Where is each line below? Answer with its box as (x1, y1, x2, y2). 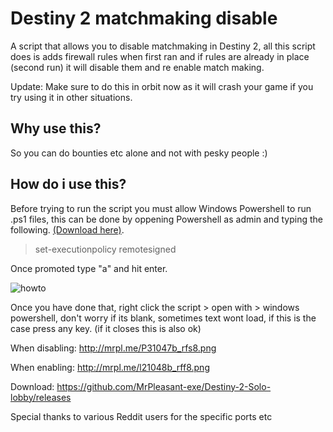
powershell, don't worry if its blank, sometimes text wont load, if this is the (10, 312, 317, 324)
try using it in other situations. (10, 91, 133, 103)
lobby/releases (10, 391, 72, 403)
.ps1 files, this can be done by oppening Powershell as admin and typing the (10, 213, 323, 225)
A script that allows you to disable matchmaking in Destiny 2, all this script (10, 40, 316, 52)
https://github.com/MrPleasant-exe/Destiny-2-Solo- (56, 380, 272, 392)
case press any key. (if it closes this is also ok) (10, 322, 202, 334)
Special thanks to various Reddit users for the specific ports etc (10, 410, 273, 422)
